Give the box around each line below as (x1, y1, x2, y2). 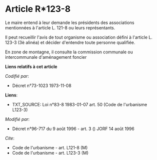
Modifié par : (5, 116, 30, 122)
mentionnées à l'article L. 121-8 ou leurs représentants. (5, 24, 116, 30)
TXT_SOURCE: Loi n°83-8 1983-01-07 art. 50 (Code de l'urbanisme (12, 101, 147, 107)
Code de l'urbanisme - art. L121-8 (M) (12, 144, 88, 150)
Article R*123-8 (5, 3, 71, 15)
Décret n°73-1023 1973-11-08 (12, 82, 72, 89)
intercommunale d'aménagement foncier (5, 54, 87, 60)
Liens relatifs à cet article (5, 64, 58, 69)
